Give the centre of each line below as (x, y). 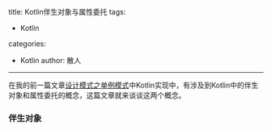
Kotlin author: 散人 (51, 60)
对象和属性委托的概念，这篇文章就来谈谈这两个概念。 (97, 95)
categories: (27, 44)
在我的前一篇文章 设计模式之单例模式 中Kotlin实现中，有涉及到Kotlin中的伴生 (134, 85)
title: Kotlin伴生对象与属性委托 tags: (67, 12)
